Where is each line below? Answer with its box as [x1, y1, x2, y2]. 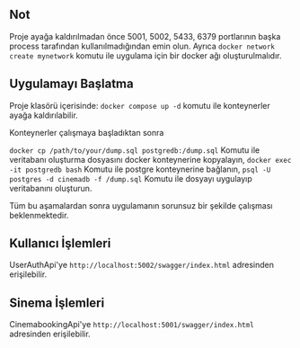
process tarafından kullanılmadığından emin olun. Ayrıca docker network [9, 40, 276, 51]
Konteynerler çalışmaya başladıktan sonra [9, 127, 164, 138]
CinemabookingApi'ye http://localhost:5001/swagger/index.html [9, 319, 254, 330]
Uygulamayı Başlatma [9, 76, 134, 92]
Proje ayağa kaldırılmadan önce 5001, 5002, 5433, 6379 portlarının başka [9, 31, 281, 41]
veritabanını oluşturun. [9, 183, 93, 193]
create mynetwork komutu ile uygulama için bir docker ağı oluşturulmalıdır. [9, 49, 282, 61]
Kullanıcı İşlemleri [9, 236, 111, 251]
